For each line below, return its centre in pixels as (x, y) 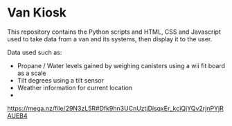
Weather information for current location (75, 87)
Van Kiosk (37, 13)
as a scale (32, 73)
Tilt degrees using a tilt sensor (60, 80)
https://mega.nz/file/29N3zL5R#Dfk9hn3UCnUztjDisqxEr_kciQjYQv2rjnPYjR (115, 108)
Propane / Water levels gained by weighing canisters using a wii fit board (121, 65)
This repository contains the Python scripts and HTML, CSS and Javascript (114, 32)
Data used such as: (35, 52)
